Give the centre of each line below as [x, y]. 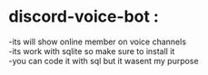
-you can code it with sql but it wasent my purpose [104, 61]
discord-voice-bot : [84, 17]
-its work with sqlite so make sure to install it [92, 51]
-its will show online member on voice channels [98, 42]
